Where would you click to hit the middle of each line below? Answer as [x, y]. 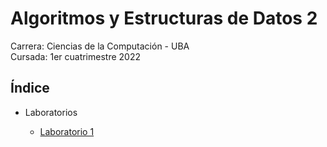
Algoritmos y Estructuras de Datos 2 [164, 18]
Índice [30, 88]
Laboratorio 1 [67, 131]
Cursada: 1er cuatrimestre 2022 [75, 56]
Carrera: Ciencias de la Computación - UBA [100, 46]
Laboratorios [51, 112]
